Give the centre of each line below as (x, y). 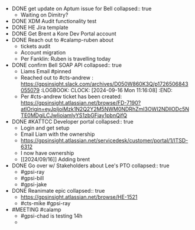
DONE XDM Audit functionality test (54, 21)
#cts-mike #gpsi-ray (45, 203)
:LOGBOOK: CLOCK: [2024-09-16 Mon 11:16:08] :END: (107, 90)
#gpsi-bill (32, 178)
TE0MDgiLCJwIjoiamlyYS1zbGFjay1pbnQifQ (74, 115)
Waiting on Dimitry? (44, 15)
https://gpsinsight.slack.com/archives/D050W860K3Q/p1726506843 (104, 84)
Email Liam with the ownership (58, 134)
